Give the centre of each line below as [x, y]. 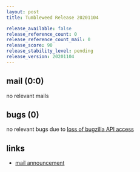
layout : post [23, 12]
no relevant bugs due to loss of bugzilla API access [70, 129]
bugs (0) [23, 115]
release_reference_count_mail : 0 [48, 40]
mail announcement [40, 163]
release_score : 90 [29, 45]
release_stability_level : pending [50, 51]
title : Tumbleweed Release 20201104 [52, 18]
